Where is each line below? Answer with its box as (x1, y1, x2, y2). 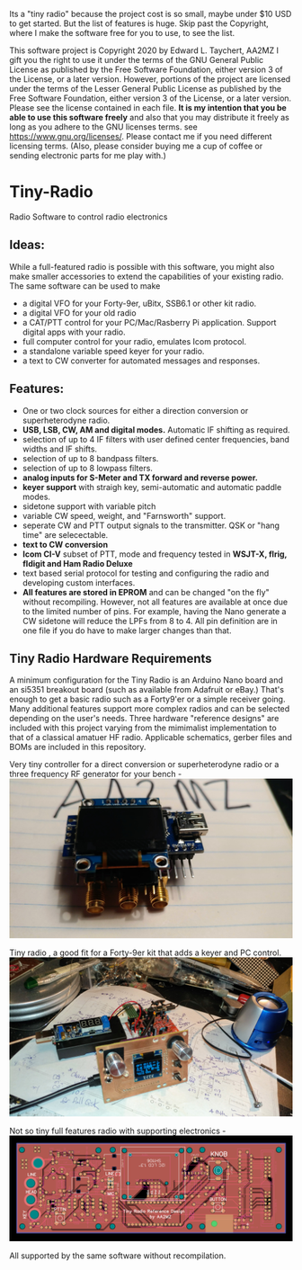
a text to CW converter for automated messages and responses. (22, 355, 261, 366)
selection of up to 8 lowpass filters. (22, 462, 153, 473)
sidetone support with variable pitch (22, 500, 156, 512)
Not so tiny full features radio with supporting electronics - (9, 1125, 226, 1137)
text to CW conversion (22, 539, 109, 550)
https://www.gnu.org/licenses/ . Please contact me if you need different (9, 131, 272, 141)
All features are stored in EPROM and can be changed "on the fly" (22, 586, 270, 597)
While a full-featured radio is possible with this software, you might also (9, 261, 275, 272)
